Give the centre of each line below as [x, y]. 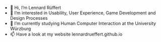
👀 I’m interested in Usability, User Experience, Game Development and [83, 13]
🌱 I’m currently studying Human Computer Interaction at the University [83, 23]
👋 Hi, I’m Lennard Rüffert [35, 8]
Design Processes [29, 18]
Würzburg [20, 29]
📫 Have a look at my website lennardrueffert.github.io [66, 34]
